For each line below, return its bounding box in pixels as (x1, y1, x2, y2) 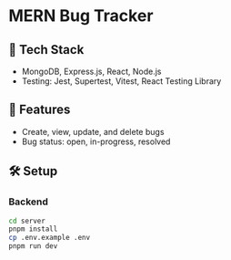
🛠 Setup (8, 163, 58, 179)
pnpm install (8, 224, 58, 234)
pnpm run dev (8, 242, 58, 251)
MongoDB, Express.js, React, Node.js (21, 66, 162, 77)
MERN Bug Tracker (8, 5, 154, 26)
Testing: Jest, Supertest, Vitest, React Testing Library (21, 76, 222, 87)
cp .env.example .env (8, 234, 91, 243)
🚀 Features (8, 102, 71, 118)
